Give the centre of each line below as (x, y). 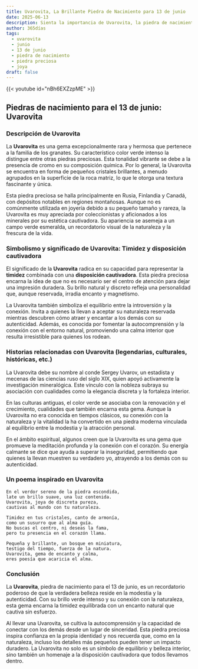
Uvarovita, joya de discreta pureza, (52, 502)
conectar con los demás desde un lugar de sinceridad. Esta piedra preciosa (98, 629)
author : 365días (26, 28)
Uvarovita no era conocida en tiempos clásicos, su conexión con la (88, 415)
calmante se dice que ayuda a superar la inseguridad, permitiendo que (92, 452)
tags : (13, 34)
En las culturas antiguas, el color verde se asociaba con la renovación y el (96, 402)
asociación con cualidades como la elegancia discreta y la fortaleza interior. (98, 391)
